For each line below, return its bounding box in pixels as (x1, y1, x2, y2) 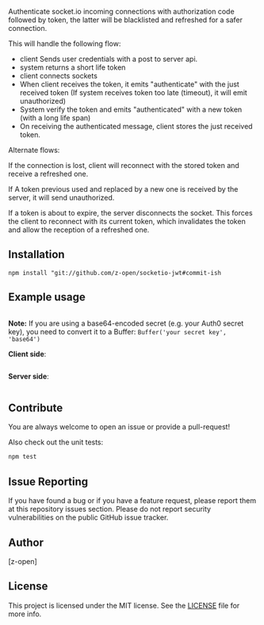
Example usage (8, 291, 86, 304)
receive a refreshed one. (8, 170, 89, 178)
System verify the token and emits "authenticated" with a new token (19, 105, 243, 114)
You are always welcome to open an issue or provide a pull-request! (8, 422, 231, 432)
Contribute (8, 402, 63, 415)
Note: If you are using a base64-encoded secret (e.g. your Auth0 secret (8, 318, 244, 328)
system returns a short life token (19, 63, 126, 72)
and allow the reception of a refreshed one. (8, 225, 150, 234)
